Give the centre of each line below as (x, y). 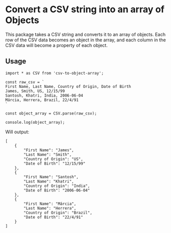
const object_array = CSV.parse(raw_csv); (51, 113)
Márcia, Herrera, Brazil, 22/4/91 (42, 100)
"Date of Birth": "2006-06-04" (57, 190)
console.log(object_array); (35, 122)
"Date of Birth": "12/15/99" (55, 164)
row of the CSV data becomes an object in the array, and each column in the (86, 40)
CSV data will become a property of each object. (57, 45)
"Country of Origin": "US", (53, 159)
